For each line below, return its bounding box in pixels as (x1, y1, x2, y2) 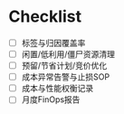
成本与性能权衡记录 (21, 83, 94, 94)
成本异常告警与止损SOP (21, 71, 110, 82)
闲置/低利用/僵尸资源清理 (21, 49, 115, 60)
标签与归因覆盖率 (21, 37, 86, 48)
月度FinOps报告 (21, 94, 81, 105)
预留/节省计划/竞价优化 (21, 61, 108, 71)
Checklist (8, 6, 82, 27)
